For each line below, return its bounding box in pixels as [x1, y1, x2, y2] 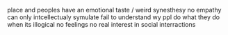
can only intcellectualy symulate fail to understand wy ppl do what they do [7, 13, 220, 21]
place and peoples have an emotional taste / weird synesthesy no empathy [7, 6, 222, 14]
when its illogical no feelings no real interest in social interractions [7, 21, 196, 28]
